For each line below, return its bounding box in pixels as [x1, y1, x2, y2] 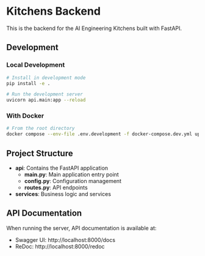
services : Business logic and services [15, 190, 112, 197]
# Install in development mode [6, 75, 86, 81]
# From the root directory [6, 126, 75, 132]
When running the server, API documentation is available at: [6, 224, 157, 232]
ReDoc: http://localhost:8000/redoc [15, 243, 105, 250]
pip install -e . [6, 80, 51, 86]
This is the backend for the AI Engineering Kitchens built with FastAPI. [6, 24, 182, 32]
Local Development [6, 61, 65, 69]
